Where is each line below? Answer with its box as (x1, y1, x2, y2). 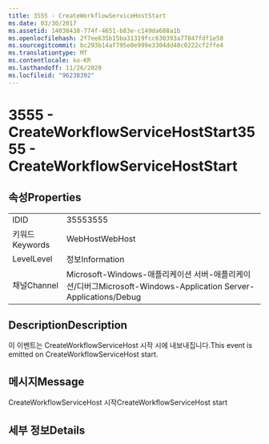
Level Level (12, 253, 53, 264)
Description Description (8, 318, 128, 333)
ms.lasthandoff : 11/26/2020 (8, 64, 102, 72)
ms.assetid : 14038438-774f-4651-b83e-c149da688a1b (8, 26, 181, 34)
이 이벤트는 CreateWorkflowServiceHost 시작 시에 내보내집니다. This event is (8, 341, 253, 350)
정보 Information (66, 253, 125, 264)
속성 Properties (8, 191, 82, 204)
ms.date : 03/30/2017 (8, 19, 78, 27)
